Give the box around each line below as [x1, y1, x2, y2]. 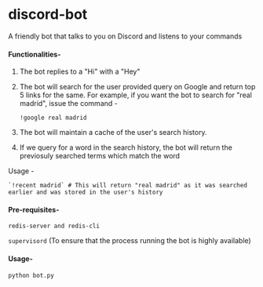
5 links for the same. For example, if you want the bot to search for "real [19, 90, 253, 100]
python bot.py [8, 271, 55, 279]
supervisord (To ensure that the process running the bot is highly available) [8, 236, 251, 245]
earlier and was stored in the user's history [8, 188, 163, 197]
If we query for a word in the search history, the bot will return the [19, 143, 233, 152]
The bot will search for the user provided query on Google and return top [19, 82, 256, 92]
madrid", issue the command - [19, 99, 118, 108]
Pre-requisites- [8, 205, 60, 214]
